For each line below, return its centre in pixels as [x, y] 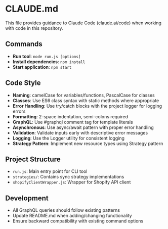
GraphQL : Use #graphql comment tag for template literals [73, 122]
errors [19, 111]
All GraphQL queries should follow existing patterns [66, 210]
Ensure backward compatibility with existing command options [78, 221]
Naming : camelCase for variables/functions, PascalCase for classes [84, 95]
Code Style [23, 83]
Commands [24, 44]
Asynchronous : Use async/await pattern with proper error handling [83, 127]
